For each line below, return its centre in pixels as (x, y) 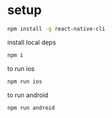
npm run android (31, 107)
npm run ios (25, 81)
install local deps (32, 42)
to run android (28, 95)
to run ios (21, 68)
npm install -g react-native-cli (56, 29)
